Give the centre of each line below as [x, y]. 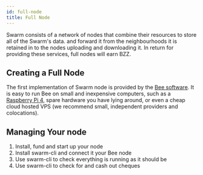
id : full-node [24, 12]
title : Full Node [28, 17]
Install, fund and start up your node [59, 147]
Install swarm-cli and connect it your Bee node [73, 153]
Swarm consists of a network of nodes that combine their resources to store [101, 34]
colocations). [23, 113]
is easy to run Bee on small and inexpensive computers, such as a [88, 94]
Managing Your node [46, 132]
